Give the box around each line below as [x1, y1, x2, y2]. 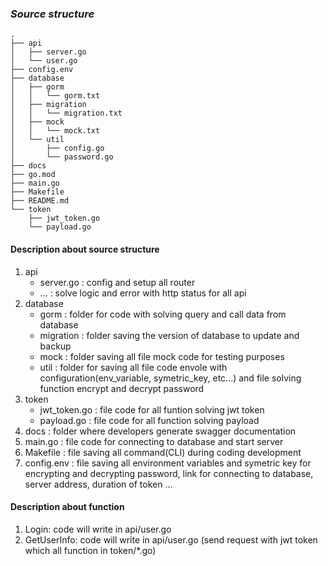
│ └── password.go [10, 152, 114, 162]
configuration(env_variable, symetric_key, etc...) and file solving [39, 372, 302, 384]
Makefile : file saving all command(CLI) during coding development [24, 446, 302, 458]
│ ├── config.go [10, 143, 105, 154]
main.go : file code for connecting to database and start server [24, 435, 284, 447]
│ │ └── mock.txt [10, 126, 101, 136]
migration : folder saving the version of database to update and [39, 329, 300, 341]
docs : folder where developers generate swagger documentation [24, 425, 297, 437]
